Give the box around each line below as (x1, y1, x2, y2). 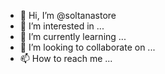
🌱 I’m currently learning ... (19, 31, 127, 42)
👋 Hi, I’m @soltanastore (19, 10, 117, 21)
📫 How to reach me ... (19, 53, 113, 64)
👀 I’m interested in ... (19, 20, 105, 32)
